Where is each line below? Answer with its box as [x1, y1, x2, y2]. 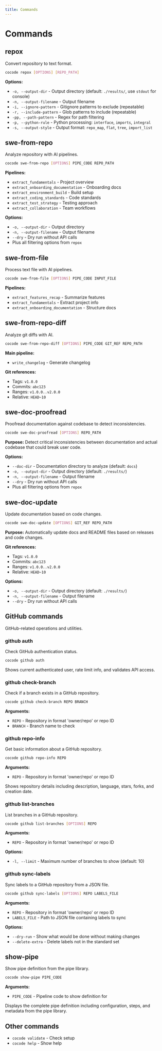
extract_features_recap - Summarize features [12, 294, 106, 300]
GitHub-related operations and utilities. [5, 625, 83, 631]
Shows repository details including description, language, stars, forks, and [5, 783, 154, 789]
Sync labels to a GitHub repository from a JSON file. [5, 881, 109, 888]
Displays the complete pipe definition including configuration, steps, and [5, 1003, 150, 1009]
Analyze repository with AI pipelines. [5, 152, 79, 158]
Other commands [5, 1022, 59, 1031]
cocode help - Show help [12, 1040, 62, 1046]
